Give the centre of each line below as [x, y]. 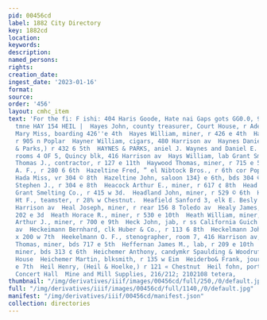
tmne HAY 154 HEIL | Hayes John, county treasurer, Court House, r [131, 126]
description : [30, 52]
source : [21, 97]
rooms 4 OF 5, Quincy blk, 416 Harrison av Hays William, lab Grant [133, 156]
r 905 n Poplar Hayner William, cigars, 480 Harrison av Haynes [128, 141]
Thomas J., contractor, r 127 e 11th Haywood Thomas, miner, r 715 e [135, 164]
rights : [21, 67]
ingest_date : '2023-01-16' [53, 82]
